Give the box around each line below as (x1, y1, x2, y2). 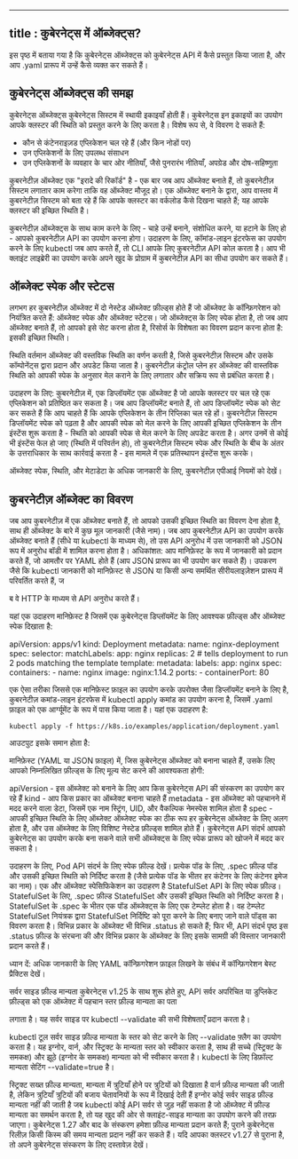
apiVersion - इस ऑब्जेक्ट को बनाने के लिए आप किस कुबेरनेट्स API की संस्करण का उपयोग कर (9, 783, 286, 794)
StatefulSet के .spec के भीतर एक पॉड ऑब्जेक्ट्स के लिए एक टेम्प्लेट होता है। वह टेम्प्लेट (9, 901, 265, 911)
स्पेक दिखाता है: (9, 621, 53, 631)
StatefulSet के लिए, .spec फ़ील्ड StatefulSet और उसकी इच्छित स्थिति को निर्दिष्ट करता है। (9, 891, 285, 901)
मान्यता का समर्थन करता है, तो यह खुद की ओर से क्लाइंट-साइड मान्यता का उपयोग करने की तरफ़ (9, 1109, 277, 1120)
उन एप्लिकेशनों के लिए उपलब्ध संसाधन (21, 147, 129, 158)
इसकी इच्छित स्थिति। (9, 332, 70, 343)
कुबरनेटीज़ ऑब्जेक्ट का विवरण (9, 492, 133, 507)
